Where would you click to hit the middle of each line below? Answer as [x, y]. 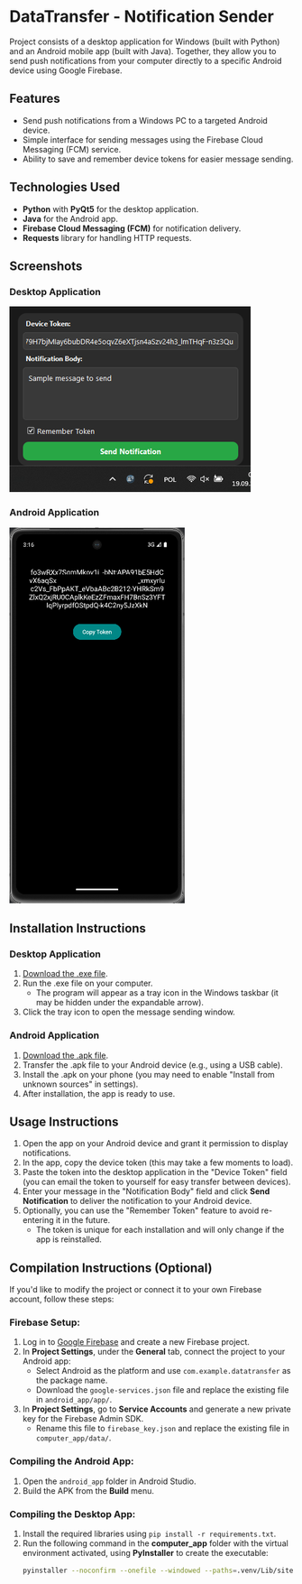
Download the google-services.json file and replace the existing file [162, 1390]
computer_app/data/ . [73, 1438]
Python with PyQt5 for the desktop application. [110, 208]
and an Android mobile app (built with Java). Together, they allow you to [143, 51]
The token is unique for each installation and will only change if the [160, 1230]
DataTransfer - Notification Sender [142, 17]
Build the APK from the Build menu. [88, 1490]
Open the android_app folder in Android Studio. [109, 1481]
